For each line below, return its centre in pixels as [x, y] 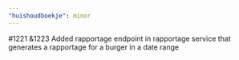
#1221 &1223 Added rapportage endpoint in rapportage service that [119, 38]
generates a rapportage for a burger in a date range [93, 47]
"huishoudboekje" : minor [50, 16]
